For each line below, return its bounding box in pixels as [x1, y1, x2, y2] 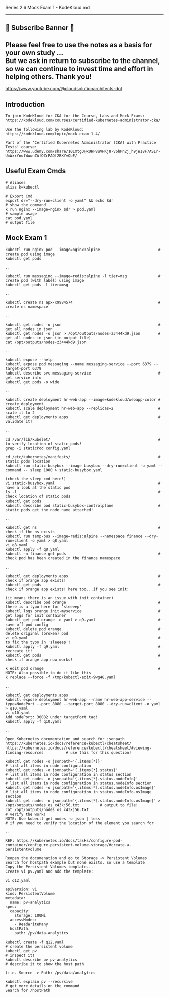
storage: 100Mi [14, 913, 46, 918]
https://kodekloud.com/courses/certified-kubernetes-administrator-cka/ [5, 118, 161, 123]
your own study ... [5, 48, 64, 57]
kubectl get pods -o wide [5, 379, 59, 385]
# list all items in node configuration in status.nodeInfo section [5, 781, 152, 786]
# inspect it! [5, 953, 35, 958]
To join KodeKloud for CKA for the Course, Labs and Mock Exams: [5, 113, 145, 119]
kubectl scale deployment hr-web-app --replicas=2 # [5, 406, 161, 411]
